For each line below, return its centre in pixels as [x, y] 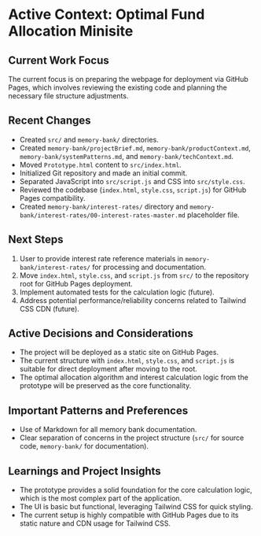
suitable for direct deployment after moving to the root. [108, 369]
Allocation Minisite [71, 31]
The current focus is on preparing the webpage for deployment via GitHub [129, 79]
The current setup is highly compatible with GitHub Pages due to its [129, 515]
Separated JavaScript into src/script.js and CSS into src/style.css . [132, 181]
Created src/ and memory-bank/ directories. [89, 139]
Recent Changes [50, 121]
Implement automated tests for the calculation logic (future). [117, 292]
